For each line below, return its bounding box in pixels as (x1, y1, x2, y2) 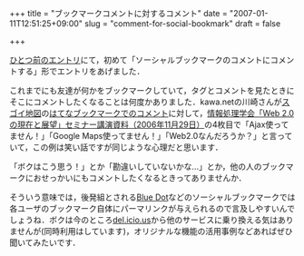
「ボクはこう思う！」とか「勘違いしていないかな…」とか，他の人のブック (9, 162, 286, 172)
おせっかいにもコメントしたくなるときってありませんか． (33, 172, 247, 183)
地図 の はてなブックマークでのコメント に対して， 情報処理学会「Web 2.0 (25, 108, 295, 118)
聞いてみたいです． (9, 237, 81, 248)
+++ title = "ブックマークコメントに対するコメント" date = (9, 8, 229, 18)
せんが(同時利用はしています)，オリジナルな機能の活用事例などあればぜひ (16, 226, 293, 236)
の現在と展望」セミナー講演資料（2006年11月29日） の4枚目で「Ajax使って (9, 119, 289, 130)
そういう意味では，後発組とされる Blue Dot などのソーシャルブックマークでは (9, 192, 296, 202)
